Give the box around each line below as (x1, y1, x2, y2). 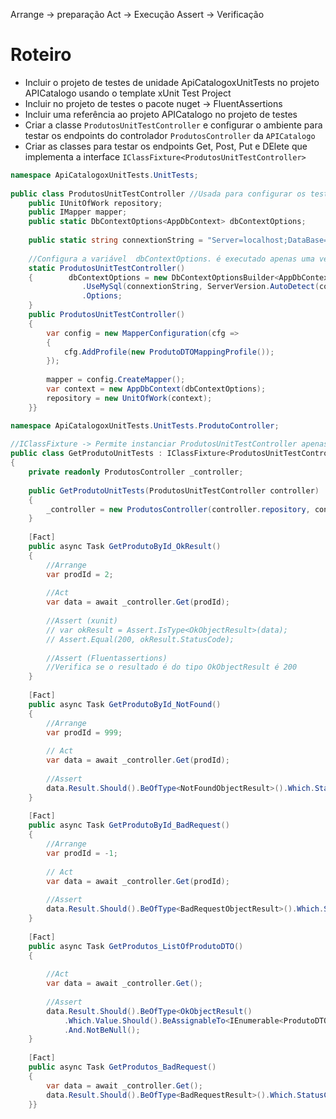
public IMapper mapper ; (28, 207, 128, 218)
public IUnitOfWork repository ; (28, 198, 163, 208)
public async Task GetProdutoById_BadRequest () (28, 820, 230, 831)
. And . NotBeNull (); (63, 1025, 141, 1035)
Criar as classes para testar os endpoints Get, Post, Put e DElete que (24, 140, 308, 152)
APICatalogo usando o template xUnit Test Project (24, 87, 232, 99)
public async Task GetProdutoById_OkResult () (28, 542, 222, 552)
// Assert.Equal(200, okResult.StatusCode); (46, 634, 235, 644)
